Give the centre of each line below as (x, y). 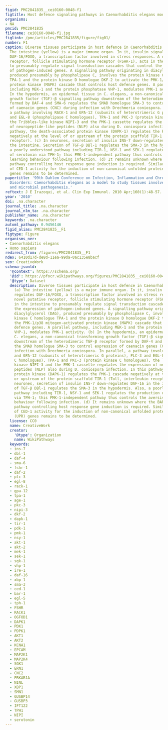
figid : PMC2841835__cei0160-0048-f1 (43, 10)
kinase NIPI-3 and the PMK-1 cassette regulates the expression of (86, 365)
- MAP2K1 (19, 654)
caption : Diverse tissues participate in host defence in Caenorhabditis (84, 47)
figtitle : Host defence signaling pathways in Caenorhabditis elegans (80, 15)
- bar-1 (18, 594)
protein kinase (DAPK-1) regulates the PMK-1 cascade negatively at (87, 374)
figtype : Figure (22, 234)
